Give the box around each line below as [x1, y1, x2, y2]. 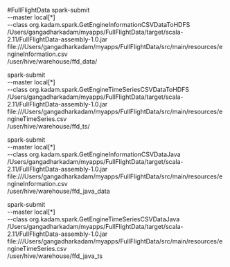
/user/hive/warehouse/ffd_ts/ [7, 122, 90, 130]
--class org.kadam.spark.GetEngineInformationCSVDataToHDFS [7, 21, 191, 28]
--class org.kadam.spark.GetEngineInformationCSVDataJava [7, 150, 182, 158]
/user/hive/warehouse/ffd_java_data [7, 187, 111, 195]
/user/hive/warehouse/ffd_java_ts [7, 252, 103, 260]
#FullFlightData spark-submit [7, 6, 90, 14]
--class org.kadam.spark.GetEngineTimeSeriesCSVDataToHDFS [7, 86, 189, 93]
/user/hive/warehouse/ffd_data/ [7, 57, 98, 65]
